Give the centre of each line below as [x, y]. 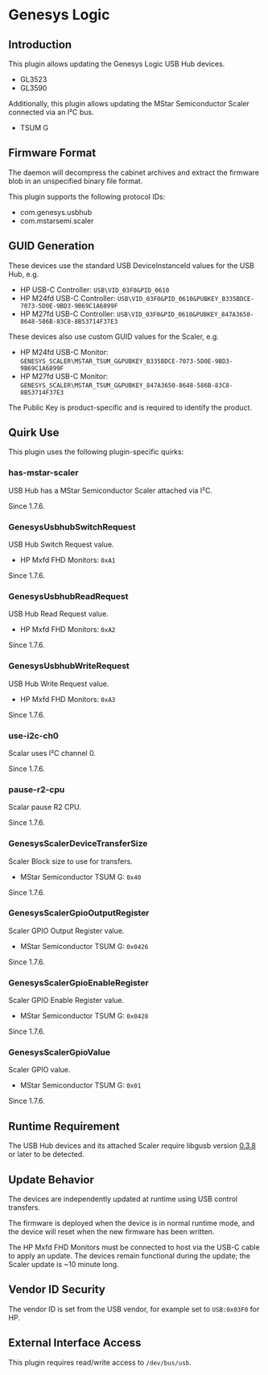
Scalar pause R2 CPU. [45, 807]
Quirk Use [34, 433]
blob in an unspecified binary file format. [76, 181]
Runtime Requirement [64, 1126]
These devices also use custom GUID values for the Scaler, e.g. [114, 337]
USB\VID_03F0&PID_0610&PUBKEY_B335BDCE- [186, 299]
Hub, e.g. [24, 274]
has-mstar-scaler [43, 473]
